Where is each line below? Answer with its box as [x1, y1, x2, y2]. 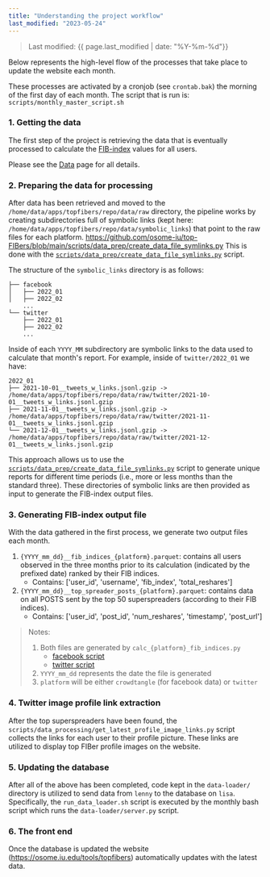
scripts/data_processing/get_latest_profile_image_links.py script [8, 724, 235, 734]
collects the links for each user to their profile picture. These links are [8, 733, 239, 742]
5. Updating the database [8, 762, 110, 773]
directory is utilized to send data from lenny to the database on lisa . [8, 788, 235, 798]
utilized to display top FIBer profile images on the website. [8, 741, 201, 751]
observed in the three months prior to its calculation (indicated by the [19, 560, 251, 570]
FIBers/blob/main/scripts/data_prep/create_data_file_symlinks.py [8, 241, 224, 251]
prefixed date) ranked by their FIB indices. [19, 569, 160, 578]
